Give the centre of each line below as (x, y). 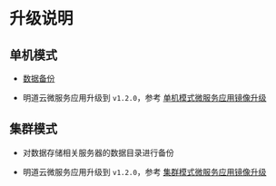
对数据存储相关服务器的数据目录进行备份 (98, 152)
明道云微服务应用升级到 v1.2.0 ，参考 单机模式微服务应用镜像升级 (144, 98)
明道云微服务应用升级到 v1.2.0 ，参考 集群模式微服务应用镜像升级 (144, 171)
